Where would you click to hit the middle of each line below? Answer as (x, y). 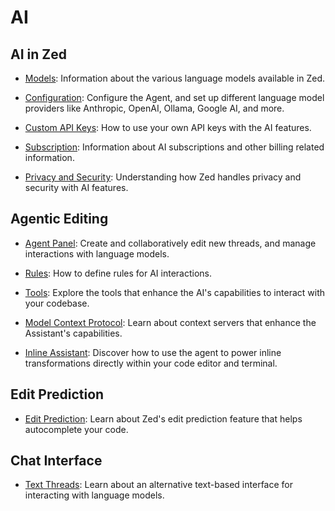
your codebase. (57, 303)
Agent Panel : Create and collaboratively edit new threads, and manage (170, 243)
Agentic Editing (59, 219)
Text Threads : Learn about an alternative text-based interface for (158, 485)
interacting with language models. (94, 495)
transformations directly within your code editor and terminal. (151, 363)
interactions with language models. (97, 253)
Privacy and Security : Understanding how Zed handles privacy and (163, 177)
